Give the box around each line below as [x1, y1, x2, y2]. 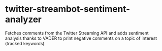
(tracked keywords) [5, 40, 45, 46]
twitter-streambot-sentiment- [5, 3, 130, 15]
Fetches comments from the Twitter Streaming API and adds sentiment [5, 30, 149, 36]
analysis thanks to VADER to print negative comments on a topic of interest [5, 35, 157, 41]
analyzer [5, 14, 42, 25]
